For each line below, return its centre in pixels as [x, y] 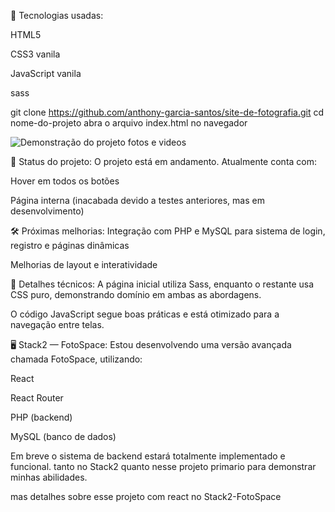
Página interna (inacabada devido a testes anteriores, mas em [137, 200]
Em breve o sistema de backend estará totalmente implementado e [148, 456]
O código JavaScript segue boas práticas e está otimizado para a [145, 314]
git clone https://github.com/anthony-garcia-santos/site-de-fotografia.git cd [167, 112]
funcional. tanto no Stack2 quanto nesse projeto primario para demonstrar [163, 466]
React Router [37, 398]
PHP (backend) [41, 417]
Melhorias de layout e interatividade [84, 264]
